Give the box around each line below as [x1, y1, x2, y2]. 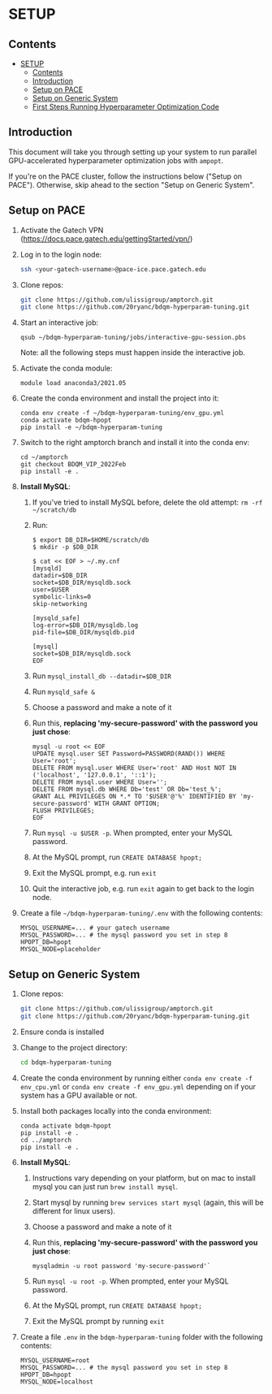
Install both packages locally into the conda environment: [19, 1106, 212, 1115]
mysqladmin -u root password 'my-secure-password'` [32, 1262, 211, 1270]
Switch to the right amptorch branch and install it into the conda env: [19, 438, 250, 448]
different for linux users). [32, 1206, 116, 1215]
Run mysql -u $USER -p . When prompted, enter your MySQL [32, 828, 233, 838]
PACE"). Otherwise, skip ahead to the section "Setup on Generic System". [8, 180, 255, 189]
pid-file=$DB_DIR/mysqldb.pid [32, 629, 136, 637]
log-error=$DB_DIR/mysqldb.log [32, 621, 139, 630]
